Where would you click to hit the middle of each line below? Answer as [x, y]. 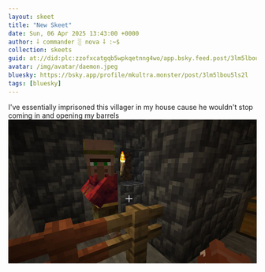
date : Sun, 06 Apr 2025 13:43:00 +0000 [74, 33]
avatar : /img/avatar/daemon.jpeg [63, 67]
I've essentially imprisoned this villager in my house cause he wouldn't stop [131, 107]
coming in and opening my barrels [64, 115]
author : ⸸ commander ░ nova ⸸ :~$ [64, 42]
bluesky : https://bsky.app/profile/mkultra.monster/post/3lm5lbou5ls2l [128, 75]
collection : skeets [40, 50]
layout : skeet [32, 17]
